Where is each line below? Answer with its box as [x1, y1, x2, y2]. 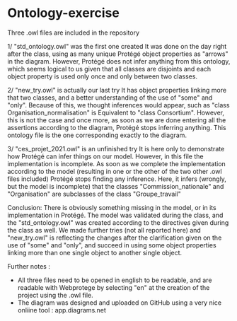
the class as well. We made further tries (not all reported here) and [7, 226, 202, 234]
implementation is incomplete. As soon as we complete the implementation [7, 159, 226, 168]
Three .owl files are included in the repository [7, 28, 140, 37]
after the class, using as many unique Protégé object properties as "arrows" [7, 49, 229, 58]
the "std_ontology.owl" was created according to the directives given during [7, 218, 229, 227]
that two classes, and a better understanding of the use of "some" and [7, 93, 213, 102]
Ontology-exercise [7, 5, 120, 21]
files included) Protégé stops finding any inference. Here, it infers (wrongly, [7, 175, 226, 183]
